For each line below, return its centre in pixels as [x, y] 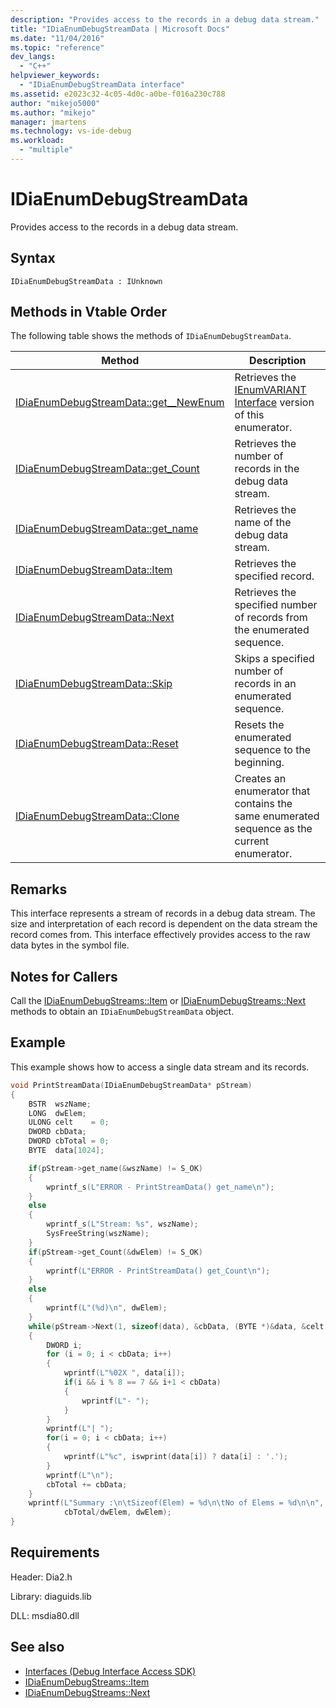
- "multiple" [46, 150]
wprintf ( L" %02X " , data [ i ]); [124, 1373]
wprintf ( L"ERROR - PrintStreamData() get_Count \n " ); [158, 1271]
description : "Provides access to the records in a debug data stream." [165, 19]
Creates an [260, 779]
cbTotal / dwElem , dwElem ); [117, 1512]
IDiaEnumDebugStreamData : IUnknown [86, 281]
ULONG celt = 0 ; [69, 1122]
